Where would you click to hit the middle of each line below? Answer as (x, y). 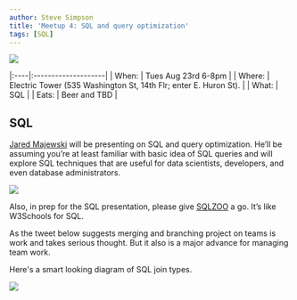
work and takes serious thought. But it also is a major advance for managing (149, 243)
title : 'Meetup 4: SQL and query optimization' (99, 26)
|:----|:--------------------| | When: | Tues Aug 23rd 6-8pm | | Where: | (140, 76)
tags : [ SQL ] (31, 34)
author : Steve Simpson (51, 17)
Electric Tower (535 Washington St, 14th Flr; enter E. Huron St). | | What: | (144, 85)
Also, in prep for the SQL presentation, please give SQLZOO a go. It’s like (143, 207)
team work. (30, 252)
